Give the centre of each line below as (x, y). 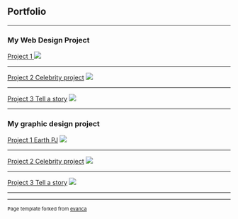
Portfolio (27, 12)
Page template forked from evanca (47, 209)
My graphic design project (54, 124)
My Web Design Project (49, 40)
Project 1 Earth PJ (33, 140)
